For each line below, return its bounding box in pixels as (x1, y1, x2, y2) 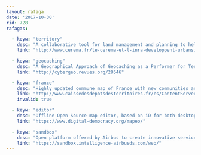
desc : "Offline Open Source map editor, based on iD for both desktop (17, 113, 197, 119)
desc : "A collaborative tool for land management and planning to (17, 42, 186, 48)
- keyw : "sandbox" (11, 129, 58, 135)
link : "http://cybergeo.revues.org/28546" (17, 69, 124, 75)
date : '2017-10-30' (6, 14, 55, 20)
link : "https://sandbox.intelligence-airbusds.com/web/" (17, 140, 162, 146)
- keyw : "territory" (11, 36, 63, 42)
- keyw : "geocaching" (11, 58, 66, 64)
